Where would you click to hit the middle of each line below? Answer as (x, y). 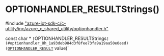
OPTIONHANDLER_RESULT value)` (38, 48)
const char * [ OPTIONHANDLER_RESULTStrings (56, 38)
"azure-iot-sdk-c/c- (45, 23)
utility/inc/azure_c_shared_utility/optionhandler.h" (57, 28)
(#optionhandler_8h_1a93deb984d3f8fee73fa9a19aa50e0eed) (67, 43)
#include (15, 23)
